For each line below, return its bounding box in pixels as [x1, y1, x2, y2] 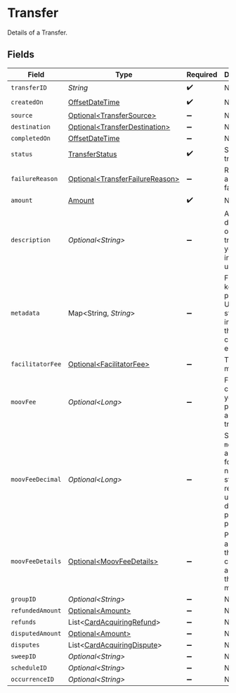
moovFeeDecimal [11, 475, 62, 483]
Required [186, 69, 218, 79]
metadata [11, 308, 40, 317]
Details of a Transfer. [7, 28, 68, 37]
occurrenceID [11, 675, 55, 683]
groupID [11, 595, 37, 603]
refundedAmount [11, 606, 62, 614]
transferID [11, 84, 47, 92]
